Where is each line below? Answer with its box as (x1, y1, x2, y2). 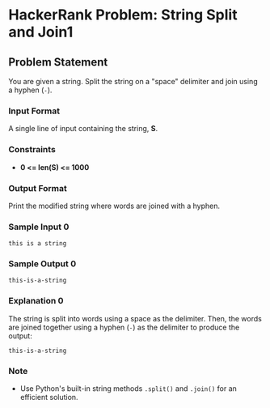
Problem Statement (8, 55, 108, 69)
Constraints (8, 144, 57, 155)
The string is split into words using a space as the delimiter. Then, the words (8, 313, 263, 323)
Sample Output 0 (8, 258, 77, 270)
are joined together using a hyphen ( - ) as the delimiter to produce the (8, 322, 240, 332)
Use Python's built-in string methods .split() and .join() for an (19, 384, 237, 393)
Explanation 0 (8, 295, 64, 307)
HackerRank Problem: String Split (8, 6, 238, 24)
